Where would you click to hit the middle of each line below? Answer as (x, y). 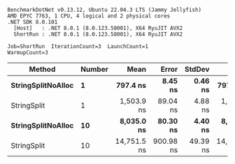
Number (94, 69)
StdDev (197, 69)
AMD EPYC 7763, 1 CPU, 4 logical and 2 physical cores (89, 16)
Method (42, 69)
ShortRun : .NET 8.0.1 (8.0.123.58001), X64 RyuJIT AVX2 (98, 34)
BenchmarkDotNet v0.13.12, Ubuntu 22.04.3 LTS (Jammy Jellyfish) (104, 10)
